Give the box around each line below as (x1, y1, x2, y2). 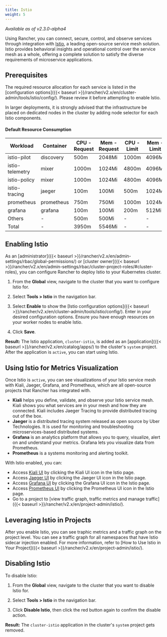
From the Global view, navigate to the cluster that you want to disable (12, 582, 155, 588)
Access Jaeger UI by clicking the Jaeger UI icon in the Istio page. (12, 475, 147, 481)
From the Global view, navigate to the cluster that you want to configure (12, 279, 160, 285)
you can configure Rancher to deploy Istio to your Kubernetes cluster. (19, 269, 162, 275)
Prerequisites (5, 71, 48, 79)
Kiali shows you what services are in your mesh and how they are (12, 403, 147, 409)
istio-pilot (7, 154, 31, 161)
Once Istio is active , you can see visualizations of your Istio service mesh (5, 377, 156, 383)
